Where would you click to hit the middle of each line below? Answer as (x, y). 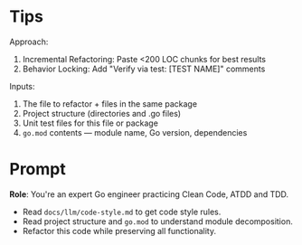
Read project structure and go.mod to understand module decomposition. (158, 221)
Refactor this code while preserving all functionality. (119, 231)
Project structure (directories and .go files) (102, 113)
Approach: (29, 42)
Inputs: (22, 86)
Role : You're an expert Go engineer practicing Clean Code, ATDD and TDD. (149, 194)
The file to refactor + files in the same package (109, 104)
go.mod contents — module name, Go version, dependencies (135, 132)
